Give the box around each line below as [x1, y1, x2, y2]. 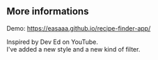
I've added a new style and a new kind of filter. [6, 45, 141, 53]
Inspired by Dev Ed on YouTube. [6, 38, 98, 46]
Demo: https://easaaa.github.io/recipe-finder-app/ [6, 24, 151, 32]
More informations [6, 6, 89, 17]
